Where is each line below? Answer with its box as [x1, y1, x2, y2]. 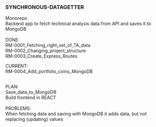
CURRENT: [5, 63, 28, 69]
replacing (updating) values [5, 116, 63, 122]
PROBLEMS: [5, 106, 31, 112]
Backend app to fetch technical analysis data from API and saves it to [5, 20, 151, 27]
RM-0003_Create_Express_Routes [5, 53, 78, 59]
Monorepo [5, 15, 27, 21]
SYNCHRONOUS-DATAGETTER [5, 4, 84, 11]
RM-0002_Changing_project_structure [5, 47, 86, 54]
